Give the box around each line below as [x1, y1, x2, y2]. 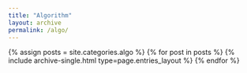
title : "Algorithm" [8, 11, 73, 20]
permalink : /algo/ [8, 26, 69, 34]
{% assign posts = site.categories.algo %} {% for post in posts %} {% [8, 48, 235, 57]
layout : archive [8, 19, 62, 27]
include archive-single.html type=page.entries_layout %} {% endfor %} [8, 56, 240, 65]
